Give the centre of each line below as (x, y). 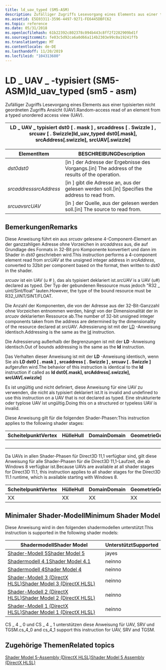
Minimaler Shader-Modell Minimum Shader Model (83, 515)
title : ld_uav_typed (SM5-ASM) (37, 10)
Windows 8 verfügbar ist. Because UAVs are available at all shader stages (80, 467)
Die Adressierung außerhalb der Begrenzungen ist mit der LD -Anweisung (80, 342)
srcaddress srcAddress (34, 189)
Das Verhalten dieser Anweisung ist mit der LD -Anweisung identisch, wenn (82, 357)
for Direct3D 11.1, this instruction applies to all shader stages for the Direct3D (83, 472)
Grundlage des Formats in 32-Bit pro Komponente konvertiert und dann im (81, 250)
